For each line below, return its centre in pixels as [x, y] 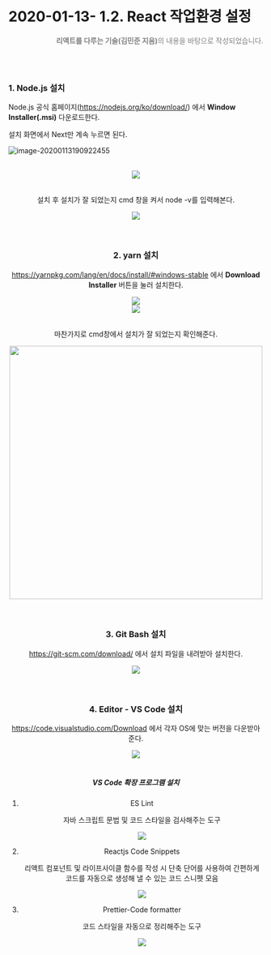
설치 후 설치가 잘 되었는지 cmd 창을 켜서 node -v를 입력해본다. [136, 200]
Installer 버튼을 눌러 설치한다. [136, 285]
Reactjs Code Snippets [142, 851]
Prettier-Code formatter [142, 910]
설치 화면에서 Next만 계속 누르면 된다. [68, 135]
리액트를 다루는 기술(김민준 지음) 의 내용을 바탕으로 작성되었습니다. [160, 41]
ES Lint [142, 803]
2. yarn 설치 [136, 255]
